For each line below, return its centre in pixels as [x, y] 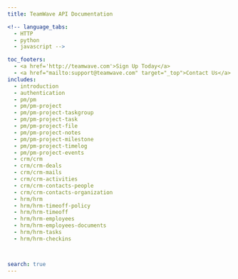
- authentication [40, 93]
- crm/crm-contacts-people [54, 186]
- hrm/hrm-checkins [43, 239]
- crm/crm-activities [46, 179]
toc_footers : [27, 60]
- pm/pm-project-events [49, 153]
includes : [22, 79]
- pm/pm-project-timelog [51, 146]
